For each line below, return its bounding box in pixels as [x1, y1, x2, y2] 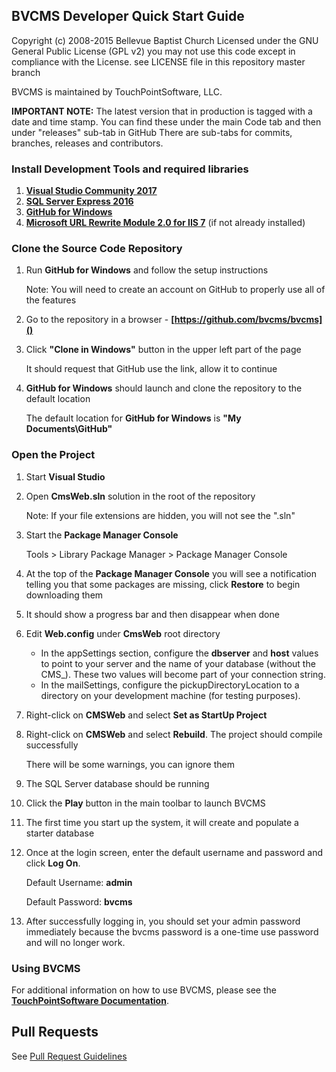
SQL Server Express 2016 [25, 195, 134, 208]
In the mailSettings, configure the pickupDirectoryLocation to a [40, 679, 300, 691]
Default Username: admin [25, 876, 133, 888]
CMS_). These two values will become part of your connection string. [40, 668, 326, 680]
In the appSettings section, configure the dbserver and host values [40, 647, 319, 659]
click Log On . [25, 857, 81, 869]
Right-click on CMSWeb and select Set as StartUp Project [25, 709, 268, 721]
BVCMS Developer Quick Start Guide [11, 8, 245, 25]
